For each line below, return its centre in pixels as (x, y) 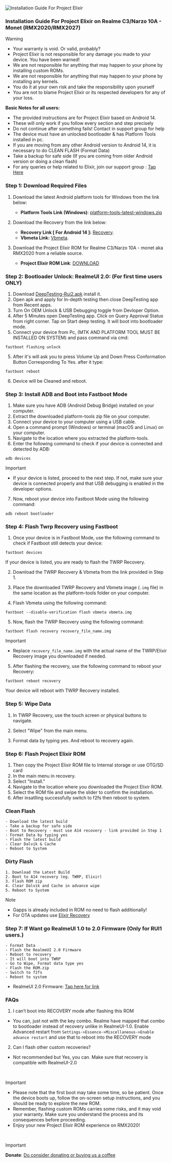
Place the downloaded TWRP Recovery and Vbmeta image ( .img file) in (88, 588)
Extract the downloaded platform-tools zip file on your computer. (81, 417)
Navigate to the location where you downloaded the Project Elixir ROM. (88, 787)
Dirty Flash (19, 861)
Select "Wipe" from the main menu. (50, 730)
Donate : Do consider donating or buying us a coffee (60, 1155)
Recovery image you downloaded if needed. (60, 656)
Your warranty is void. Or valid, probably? (57, 49)
